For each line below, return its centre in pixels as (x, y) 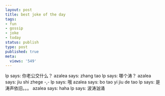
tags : (11, 19)
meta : (11, 56)
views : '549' (23, 61)
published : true (22, 51)
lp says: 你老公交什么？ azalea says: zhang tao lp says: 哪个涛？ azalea (78, 76)
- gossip (14, 28)
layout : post (19, 10)
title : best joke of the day (35, 14)
